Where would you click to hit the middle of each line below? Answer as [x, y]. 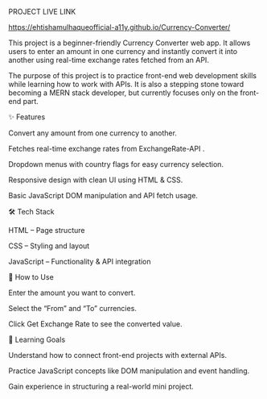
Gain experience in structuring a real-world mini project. [101, 387]
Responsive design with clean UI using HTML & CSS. [96, 180]
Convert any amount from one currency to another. [92, 133]
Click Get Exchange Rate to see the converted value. [95, 324]
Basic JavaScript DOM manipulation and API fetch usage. [103, 195]
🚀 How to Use [31, 277]
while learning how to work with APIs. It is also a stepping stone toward [126, 84]
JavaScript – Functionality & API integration [80, 262]
